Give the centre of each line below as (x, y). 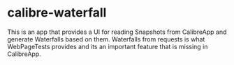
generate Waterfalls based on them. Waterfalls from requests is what (106, 39)
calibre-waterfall (57, 13)
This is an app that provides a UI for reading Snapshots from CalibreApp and (117, 32)
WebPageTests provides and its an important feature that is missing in (108, 46)
